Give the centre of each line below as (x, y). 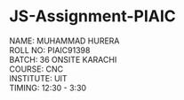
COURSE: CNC (36, 69)
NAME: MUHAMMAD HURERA (64, 41)
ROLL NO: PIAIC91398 (50, 50)
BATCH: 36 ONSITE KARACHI (63, 59)
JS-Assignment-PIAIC (92, 16)
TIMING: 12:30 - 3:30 (48, 88)
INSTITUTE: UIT (39, 78)
